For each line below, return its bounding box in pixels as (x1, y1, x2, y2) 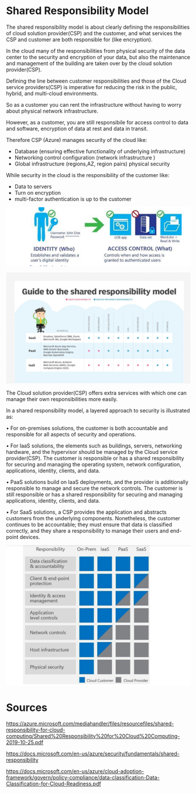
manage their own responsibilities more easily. (6, 396, 118, 403)
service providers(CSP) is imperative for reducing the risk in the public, (6, 83, 177, 90)
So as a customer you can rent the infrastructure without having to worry (6, 101, 182, 108)
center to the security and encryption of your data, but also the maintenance (6, 53, 191, 60)
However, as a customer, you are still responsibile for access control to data (6, 118, 189, 126)
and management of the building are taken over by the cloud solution (6, 60, 173, 67)
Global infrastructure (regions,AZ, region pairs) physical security (14, 160, 170, 167)
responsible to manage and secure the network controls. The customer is (6, 485, 183, 492)
